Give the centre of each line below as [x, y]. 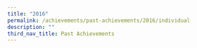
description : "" [31, 27]
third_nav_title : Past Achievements [61, 34]
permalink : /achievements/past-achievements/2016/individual [99, 20]
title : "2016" [28, 14]
